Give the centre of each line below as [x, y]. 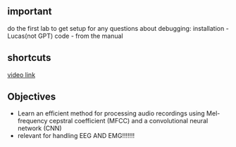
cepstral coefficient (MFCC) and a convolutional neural [129, 121]
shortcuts [29, 58]
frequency [32, 121]
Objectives [32, 97]
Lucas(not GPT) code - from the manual [65, 36]
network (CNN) [39, 128]
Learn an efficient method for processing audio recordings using [111, 113]
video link [21, 75]
